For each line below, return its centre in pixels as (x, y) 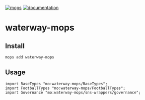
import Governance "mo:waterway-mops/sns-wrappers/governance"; (73, 92)
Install (15, 46)
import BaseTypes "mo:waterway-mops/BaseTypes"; (56, 84)
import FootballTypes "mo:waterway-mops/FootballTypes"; (65, 88)
